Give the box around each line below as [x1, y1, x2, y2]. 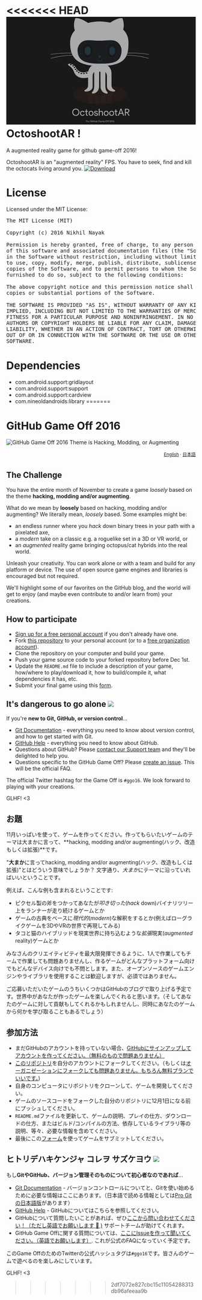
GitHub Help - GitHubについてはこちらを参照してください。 [14, 1207, 162, 1214]
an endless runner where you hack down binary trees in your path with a [14, 522, 195, 529]
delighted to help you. [14, 752, 69, 759]
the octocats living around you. [6, 165, 83, 172]
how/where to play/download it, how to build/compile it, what [14, 668, 167, 676]
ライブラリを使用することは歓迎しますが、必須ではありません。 [22, 973, 180, 980]
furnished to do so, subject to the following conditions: [6, 272, 185, 278]
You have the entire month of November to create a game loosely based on [6, 486, 192, 493]
